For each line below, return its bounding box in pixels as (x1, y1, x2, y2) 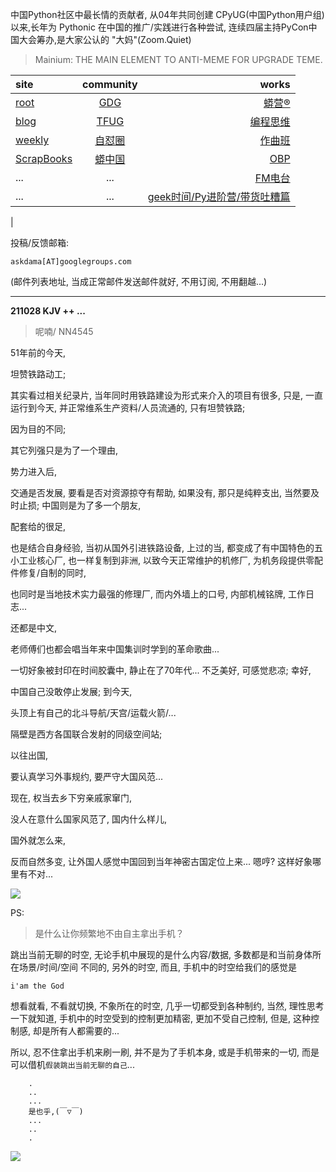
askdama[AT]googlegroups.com (10, 257, 132, 267)
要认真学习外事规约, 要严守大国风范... (10, 771, 164, 782)
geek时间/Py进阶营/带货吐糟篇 (147, 190, 291, 203)
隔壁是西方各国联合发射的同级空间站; (10, 728, 163, 740)
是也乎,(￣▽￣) (28, 1107, 84, 1117)
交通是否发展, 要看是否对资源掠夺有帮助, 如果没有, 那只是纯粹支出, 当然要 (10, 487, 311, 498)
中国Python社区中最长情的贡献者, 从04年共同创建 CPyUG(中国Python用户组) (10, 9, 325, 20)
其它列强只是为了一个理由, (10, 444, 119, 456)
